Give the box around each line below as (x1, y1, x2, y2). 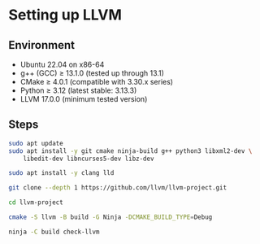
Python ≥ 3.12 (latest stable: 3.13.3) (19, 85, 137, 95)
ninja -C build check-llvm (8, 228, 100, 236)
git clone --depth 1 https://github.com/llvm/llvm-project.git (8, 184, 227, 192)
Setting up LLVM (8, 6, 122, 24)
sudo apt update (8, 139, 63, 147)
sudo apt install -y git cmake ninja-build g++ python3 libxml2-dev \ (8, 146, 253, 155)
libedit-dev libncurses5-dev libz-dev (23, 155, 154, 163)
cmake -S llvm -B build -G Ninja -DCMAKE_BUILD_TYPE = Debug (8, 213, 213, 221)
